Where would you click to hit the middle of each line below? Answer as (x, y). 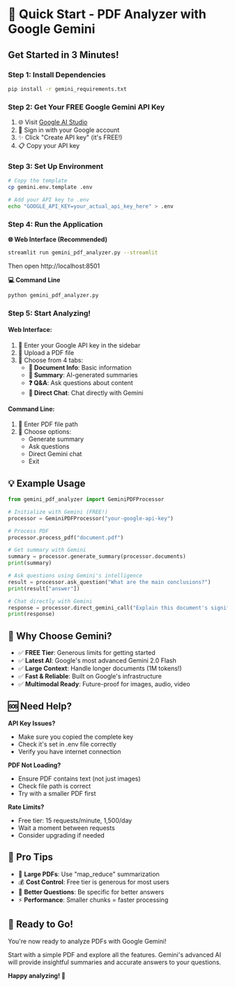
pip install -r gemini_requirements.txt (68, 89)
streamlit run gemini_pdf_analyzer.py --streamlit (83, 253)
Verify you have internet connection (69, 751)
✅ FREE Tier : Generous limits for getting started (86, 653)
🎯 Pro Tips (30, 857)
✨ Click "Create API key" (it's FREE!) (70, 137)
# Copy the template (38, 181)
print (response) (31, 614)
